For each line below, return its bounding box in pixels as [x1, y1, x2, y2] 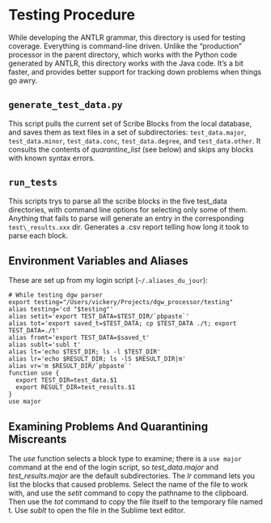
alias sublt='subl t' [8, 341, 82, 349]
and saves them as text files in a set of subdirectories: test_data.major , [8, 127, 247, 137]
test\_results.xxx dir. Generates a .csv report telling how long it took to [8, 221, 249, 232]
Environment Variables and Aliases [8, 254, 188, 268]
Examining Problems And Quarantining [8, 419, 209, 433]
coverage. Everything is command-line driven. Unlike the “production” [8, 41, 243, 50]
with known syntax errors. [8, 152, 95, 163]
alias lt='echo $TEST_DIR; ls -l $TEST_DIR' [8, 348, 161, 356]
